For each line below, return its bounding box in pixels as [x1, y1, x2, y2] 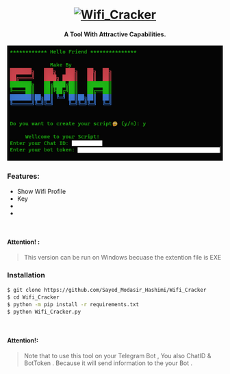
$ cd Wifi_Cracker [7, 294, 60, 301]
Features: [7, 171, 40, 181]
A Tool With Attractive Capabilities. [64, 30, 166, 38]
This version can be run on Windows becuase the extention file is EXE [23, 253, 222, 261]
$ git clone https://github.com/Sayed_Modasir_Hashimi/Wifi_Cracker [7, 287, 207, 294]
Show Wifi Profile [16, 187, 66, 195]
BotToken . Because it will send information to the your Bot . [23, 359, 193, 367]
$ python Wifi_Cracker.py [7, 308, 81, 315]
